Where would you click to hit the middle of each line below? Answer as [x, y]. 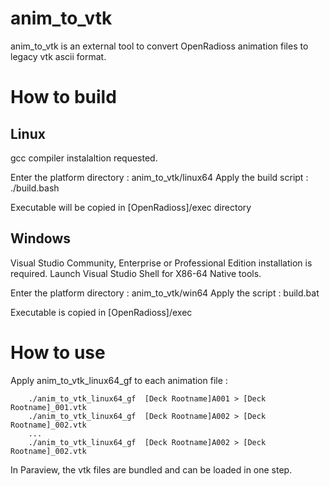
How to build [63, 97]
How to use [58, 352]
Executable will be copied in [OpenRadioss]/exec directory [131, 207]
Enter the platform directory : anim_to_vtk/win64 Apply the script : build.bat [165, 293]
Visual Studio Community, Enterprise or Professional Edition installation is [161, 263]
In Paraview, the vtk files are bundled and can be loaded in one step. [151, 469]
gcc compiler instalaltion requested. [84, 158]
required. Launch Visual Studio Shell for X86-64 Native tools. [136, 273]
